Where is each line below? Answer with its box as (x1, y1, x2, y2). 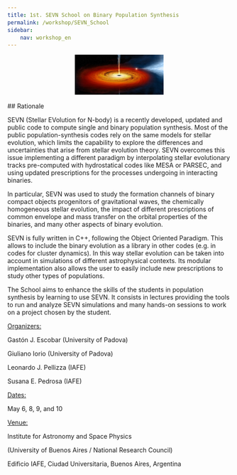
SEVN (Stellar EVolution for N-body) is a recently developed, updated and (7, 116, 223, 124)
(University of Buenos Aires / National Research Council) (7, 446, 173, 454)
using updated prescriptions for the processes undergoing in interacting (7, 169, 218, 177)
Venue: (7, 418, 28, 427)
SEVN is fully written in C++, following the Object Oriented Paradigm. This (7, 234, 224, 242)
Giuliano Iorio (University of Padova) (7, 349, 114, 358)
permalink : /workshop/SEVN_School (7, 18, 110, 26)
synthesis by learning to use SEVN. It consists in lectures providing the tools (7, 293, 230, 301)
